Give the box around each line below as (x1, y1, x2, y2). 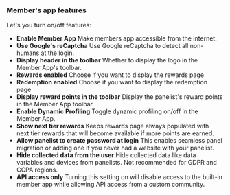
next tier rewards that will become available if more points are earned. (16, 129, 214, 137)
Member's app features (6, 5, 87, 15)
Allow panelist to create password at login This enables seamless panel (16, 137, 222, 145)
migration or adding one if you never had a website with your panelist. (16, 144, 214, 152)
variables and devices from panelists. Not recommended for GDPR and (16, 159, 217, 167)
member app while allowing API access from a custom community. (16, 181, 205, 189)
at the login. (41, 49, 75, 57)
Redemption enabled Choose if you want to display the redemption (16, 78, 207, 87)
